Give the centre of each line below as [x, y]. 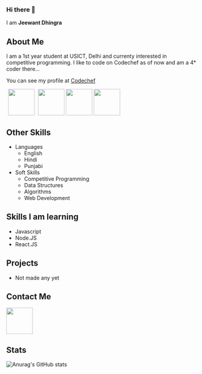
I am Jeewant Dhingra [34, 23]
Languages [29, 146]
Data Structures [43, 185]
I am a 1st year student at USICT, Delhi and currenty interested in [87, 56]
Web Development [47, 198]
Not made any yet [37, 278]
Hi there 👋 [21, 10]
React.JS [26, 244]
